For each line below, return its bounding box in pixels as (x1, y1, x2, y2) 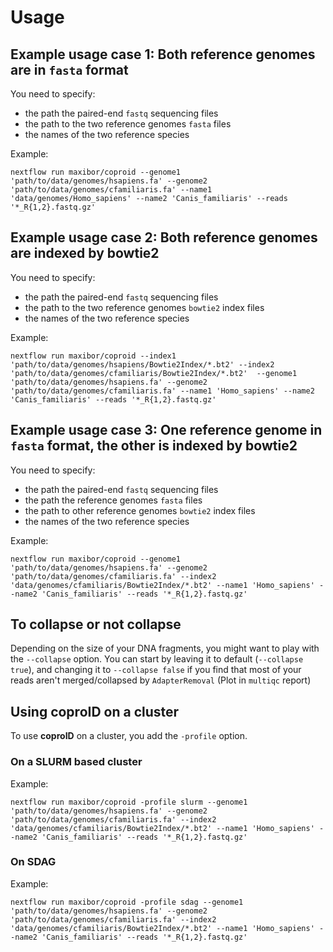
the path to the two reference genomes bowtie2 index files (24, 301, 265, 313)
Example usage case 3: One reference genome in (10, 422, 323, 439)
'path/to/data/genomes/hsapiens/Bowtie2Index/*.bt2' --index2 (10, 359, 275, 370)
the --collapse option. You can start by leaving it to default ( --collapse (10, 653, 304, 665)
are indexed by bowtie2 (10, 245, 160, 262)
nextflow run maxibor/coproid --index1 (10, 351, 177, 361)
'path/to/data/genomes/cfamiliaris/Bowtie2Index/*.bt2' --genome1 (10, 368, 298, 378)
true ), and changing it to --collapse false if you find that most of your (10, 664, 302, 676)
